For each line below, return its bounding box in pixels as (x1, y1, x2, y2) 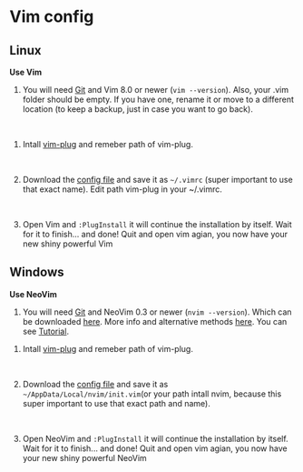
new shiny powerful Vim (22, 238, 113, 249)
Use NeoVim (9, 288, 57, 299)
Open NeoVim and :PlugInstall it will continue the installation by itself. (22, 433, 288, 444)
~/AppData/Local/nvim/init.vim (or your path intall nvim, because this (22, 388, 282, 399)
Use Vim (9, 66, 43, 77)
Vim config (9, 6, 94, 27)
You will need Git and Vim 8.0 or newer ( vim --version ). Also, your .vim (22, 85, 289, 95)
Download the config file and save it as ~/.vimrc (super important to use (22, 175, 293, 185)
